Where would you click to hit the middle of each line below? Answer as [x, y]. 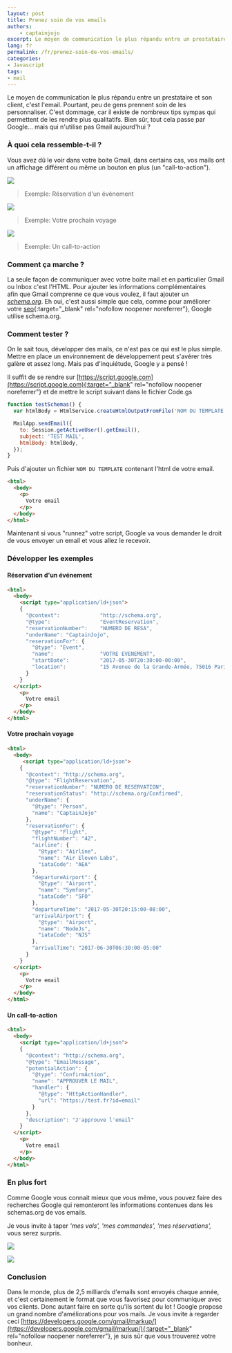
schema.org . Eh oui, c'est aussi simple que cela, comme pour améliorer [109, 301]
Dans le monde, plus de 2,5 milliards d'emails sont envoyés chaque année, [113, 1292]
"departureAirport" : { [65, 877]
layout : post [26, 13]
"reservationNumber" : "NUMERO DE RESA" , [89, 628]
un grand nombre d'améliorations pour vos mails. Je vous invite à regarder [113, 1314]
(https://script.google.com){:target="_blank [69, 385]
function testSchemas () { [44, 405]
